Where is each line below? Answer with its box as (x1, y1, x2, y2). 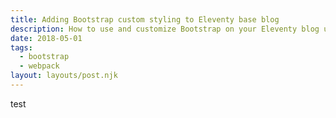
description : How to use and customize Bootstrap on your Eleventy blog (10, 24, 320, 34)
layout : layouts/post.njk (10, 71, 118, 81)
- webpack (19, 61, 60, 71)
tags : (10, 42, 33, 53)
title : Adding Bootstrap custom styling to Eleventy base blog (10, 14, 280, 25)
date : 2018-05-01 (10, 33, 83, 43)
